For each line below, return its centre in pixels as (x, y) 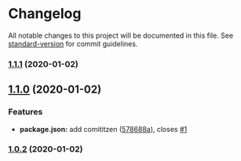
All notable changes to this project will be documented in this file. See (121, 35)
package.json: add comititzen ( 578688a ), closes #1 (103, 129)
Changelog (45, 14)
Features (26, 112)
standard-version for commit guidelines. (73, 43)
